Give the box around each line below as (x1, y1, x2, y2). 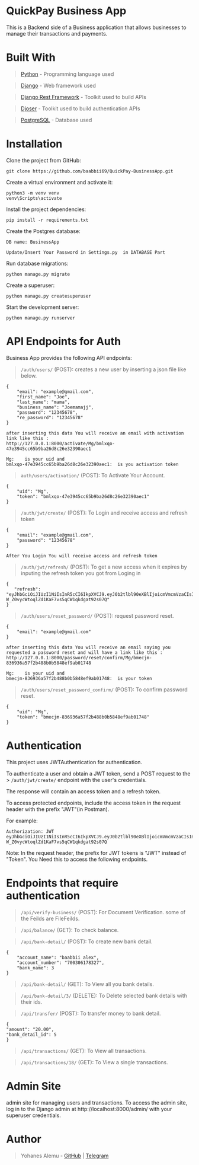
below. (20, 372, 37, 379)
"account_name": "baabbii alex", (17, 955, 99, 960)
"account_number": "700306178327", (17, 959, 105, 966)
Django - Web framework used (20, 82, 97, 89)
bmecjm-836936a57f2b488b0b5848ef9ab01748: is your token (6, 675, 152, 681)
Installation (6, 138, 63, 151)
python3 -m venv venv (6, 190, 60, 196)
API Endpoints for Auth (6, 335, 121, 348)
